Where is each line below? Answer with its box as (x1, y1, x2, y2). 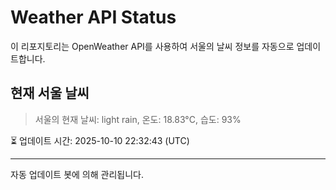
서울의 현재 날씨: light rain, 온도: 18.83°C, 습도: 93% (34, 113, 242, 125)
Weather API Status (10, 6, 177, 29)
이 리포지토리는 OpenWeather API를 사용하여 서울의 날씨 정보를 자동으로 (10, 40, 295, 52)
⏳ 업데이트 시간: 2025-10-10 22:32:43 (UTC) (10, 134, 190, 146)
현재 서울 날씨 (10, 85, 90, 102)
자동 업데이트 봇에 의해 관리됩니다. (10, 168, 144, 180)
